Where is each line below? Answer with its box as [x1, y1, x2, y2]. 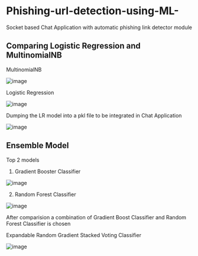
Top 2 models [6, 156, 40, 164]
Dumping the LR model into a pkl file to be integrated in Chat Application [6, 111, 182, 119]
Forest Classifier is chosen [6, 220, 71, 227]
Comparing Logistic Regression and [6, 41, 141, 51]
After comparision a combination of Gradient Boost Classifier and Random [6, 213, 187, 220]
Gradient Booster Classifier [14, 168, 81, 175]
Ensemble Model [6, 140, 69, 151]
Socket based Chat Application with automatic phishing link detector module [6, 24, 192, 31]
